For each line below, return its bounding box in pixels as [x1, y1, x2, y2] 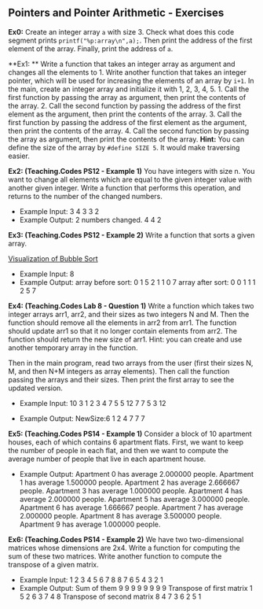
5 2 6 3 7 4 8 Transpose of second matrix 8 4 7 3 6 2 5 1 [19, 592, 202, 601]
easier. [8, 151, 30, 161]
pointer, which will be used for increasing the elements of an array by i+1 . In [8, 76, 254, 85]
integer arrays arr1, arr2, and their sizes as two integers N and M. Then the [8, 309, 250, 319]
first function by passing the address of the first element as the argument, [8, 117, 247, 127]
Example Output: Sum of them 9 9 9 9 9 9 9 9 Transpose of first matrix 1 [19, 583, 253, 592]
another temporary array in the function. [8, 342, 139, 352]
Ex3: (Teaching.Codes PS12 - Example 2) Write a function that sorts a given [8, 230, 255, 239]
